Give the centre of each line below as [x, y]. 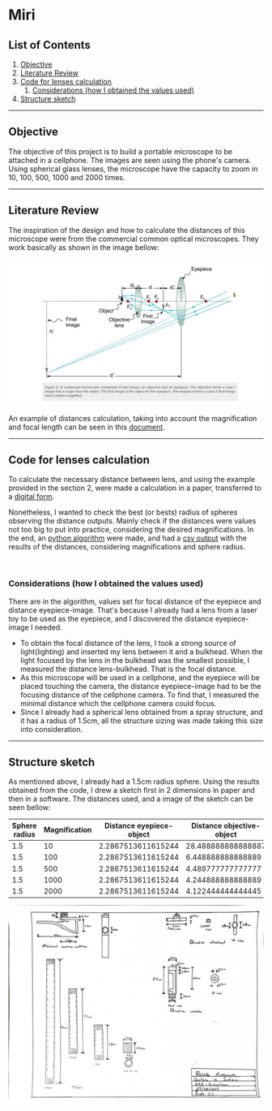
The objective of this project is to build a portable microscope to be [121, 151]
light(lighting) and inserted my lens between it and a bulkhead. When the [141, 652]
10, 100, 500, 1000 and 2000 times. [67, 177]
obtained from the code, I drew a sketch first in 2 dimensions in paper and [132, 790]
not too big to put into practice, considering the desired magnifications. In [131, 530]
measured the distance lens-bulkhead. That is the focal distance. [128, 669]
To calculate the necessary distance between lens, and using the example [132, 480]
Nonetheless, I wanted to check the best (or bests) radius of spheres [123, 512]
